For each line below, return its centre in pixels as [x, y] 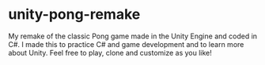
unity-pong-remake [74, 14]
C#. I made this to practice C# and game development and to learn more [126, 44]
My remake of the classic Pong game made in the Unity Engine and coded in [133, 36]
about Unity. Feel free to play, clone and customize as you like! [110, 52]
